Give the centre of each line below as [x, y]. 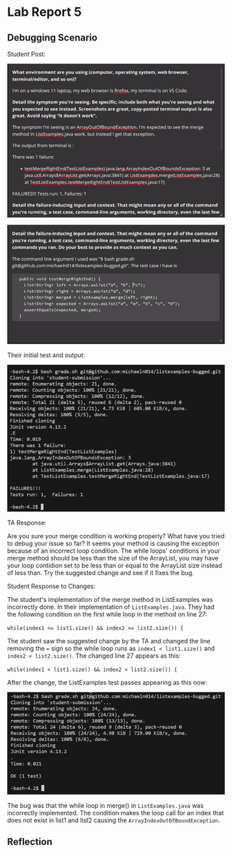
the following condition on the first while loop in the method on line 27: [107, 614]
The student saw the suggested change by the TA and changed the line [109, 641]
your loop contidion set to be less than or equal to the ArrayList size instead [115, 565]
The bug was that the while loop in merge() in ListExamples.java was [105, 805]
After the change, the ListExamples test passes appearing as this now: [107, 682]
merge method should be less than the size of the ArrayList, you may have [113, 558]
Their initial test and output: [46, 355]
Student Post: [27, 54]
